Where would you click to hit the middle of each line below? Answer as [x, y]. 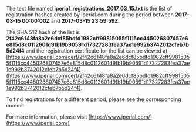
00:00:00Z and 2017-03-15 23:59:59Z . [71, 21]
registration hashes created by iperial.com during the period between [90, 15]
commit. [16, 105]
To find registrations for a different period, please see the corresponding [94, 99]
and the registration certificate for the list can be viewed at [97, 51]
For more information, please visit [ [48, 117]
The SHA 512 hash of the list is [43, 32]
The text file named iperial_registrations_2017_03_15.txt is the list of [89, 8]
